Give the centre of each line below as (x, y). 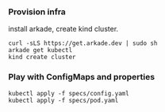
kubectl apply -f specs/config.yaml (69, 93)
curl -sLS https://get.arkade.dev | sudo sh (83, 43)
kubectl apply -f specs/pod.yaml (63, 100)
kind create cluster (42, 58)
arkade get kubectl (40, 50)
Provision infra (37, 12)
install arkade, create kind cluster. (63, 29)
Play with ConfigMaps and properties (82, 77)
